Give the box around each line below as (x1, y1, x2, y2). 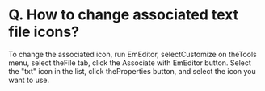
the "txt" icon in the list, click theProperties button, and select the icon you (8, 66, 256, 76)
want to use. (8, 75, 50, 85)
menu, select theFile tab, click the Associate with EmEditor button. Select (8, 58, 252, 68)
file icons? (8, 23, 79, 41)
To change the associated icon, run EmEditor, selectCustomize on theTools (8, 49, 257, 59)
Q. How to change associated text (8, 6, 239, 24)
